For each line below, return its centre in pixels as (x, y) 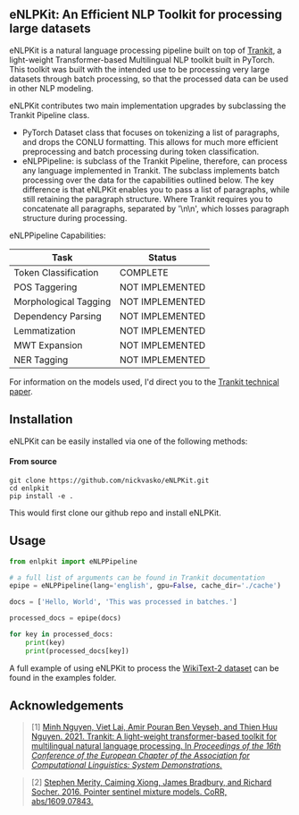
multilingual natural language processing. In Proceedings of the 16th (156, 746)
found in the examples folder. (63, 677)
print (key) (46, 642)
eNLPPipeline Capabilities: (58, 235)
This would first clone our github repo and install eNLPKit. (115, 513)
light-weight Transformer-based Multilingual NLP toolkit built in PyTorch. (142, 59)
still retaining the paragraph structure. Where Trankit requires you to (147, 199)
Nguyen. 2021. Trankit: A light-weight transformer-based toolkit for (154, 736)
